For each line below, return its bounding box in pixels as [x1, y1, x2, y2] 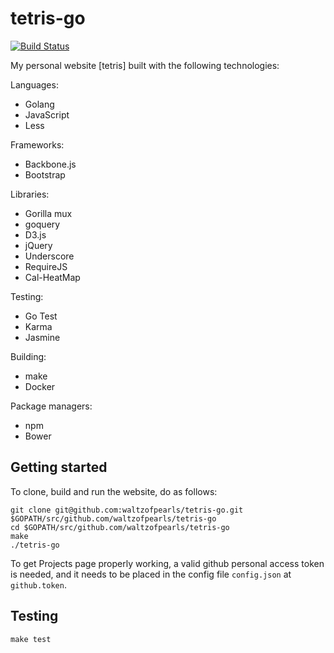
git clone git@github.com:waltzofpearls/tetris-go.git [10, 505, 244, 515]
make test [10, 634, 52, 644]
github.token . [10, 578, 67, 591]
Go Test [24, 310, 58, 322]
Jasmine [24, 331, 61, 343]
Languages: [10, 78, 59, 91]
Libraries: [10, 188, 50, 200]
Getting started [10, 459, 108, 476]
